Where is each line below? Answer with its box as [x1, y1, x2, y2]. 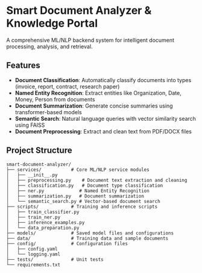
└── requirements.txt [6, 262, 61, 268]
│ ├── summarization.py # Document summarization [6, 193, 145, 199]
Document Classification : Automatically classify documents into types [14, 76, 192, 83]
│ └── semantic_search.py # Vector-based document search [6, 198, 161, 204]
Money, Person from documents [14, 95, 95, 103]
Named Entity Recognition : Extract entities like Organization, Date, [14, 89, 182, 97]
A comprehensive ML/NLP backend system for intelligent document [6, 36, 175, 43]
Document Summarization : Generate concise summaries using [14, 102, 173, 109]
